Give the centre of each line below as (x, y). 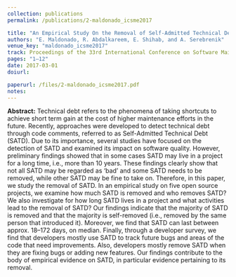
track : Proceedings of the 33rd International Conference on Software (113, 53)
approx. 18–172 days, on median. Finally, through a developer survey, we (112, 230)
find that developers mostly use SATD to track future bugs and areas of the (116, 238)
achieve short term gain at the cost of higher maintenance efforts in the (111, 119)
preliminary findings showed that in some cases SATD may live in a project (115, 156)
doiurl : (19, 72)
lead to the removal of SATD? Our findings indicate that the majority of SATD (118, 208)
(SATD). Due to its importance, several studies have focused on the (105, 141)
